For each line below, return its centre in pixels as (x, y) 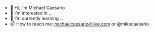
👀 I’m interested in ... (31, 13)
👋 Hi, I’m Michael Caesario (37, 8)
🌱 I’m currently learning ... (37, 18)
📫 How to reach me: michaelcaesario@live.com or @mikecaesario (79, 24)
